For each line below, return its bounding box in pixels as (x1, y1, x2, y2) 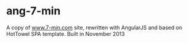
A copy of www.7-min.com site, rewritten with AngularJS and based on (6, 24, 183, 31)
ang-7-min (6, 4, 61, 18)
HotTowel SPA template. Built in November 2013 (6, 30, 125, 37)
